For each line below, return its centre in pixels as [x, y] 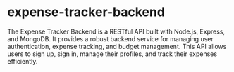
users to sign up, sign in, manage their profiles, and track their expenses [112, 54]
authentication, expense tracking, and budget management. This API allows [117, 46]
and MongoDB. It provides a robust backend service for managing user [110, 38]
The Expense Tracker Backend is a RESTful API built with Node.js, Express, [116, 31]
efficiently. [23, 61]
